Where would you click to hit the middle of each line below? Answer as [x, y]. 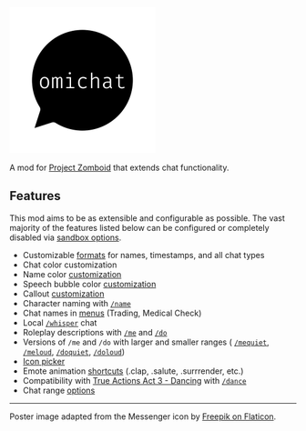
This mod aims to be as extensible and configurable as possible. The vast [147, 218]
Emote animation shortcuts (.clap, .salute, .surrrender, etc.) [133, 371]
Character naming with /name [77, 303]
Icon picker [44, 361]
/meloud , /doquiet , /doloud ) [74, 351]
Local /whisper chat [60, 322]
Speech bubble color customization [89, 284]
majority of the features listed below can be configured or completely [140, 227]
